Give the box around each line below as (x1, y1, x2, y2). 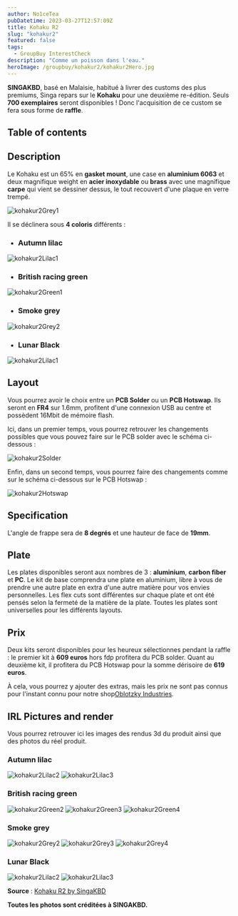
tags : (7, 44, 24, 51)
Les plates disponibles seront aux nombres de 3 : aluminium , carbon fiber (7, 568, 227, 576)
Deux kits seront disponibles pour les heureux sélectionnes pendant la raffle (7, 646, 231, 654)
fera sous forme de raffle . (7, 106, 83, 114)
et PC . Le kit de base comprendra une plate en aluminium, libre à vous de (7, 576, 223, 584)
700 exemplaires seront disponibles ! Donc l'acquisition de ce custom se (7, 98, 222, 107)
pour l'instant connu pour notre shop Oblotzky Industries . (7, 690, 175, 698)
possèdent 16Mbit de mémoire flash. (7, 411, 115, 419)
